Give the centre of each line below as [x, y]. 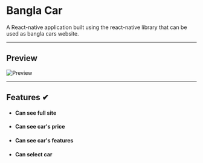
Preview [22, 58]
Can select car [34, 154]
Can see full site [36, 113]
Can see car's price [40, 127]
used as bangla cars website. [43, 33]
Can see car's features [44, 140]
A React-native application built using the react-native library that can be [97, 27]
